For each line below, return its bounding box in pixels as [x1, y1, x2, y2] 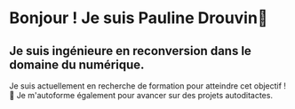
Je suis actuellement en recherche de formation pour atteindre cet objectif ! [9, 81, 287, 91]
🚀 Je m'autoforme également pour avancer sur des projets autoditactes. [9, 90, 274, 100]
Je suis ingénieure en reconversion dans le [9, 43, 251, 58]
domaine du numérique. [9, 57, 145, 72]
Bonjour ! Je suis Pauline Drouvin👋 [9, 8, 268, 28]
